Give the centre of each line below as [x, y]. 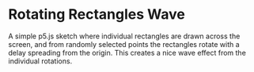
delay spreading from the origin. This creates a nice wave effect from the [127, 52]
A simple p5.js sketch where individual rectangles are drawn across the [124, 36]
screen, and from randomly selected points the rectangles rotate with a [124, 44]
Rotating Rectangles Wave [97, 14]
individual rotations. [40, 61]
